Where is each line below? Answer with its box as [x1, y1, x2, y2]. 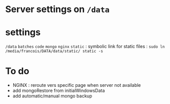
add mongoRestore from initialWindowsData [12, 87, 105, 94]
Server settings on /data [5, 4, 110, 15]
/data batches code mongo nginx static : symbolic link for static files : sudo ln [5, 43, 165, 49]
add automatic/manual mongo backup [12, 93, 92, 99]
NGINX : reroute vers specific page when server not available [12, 82, 141, 88]
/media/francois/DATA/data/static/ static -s [5, 49, 103, 54]
